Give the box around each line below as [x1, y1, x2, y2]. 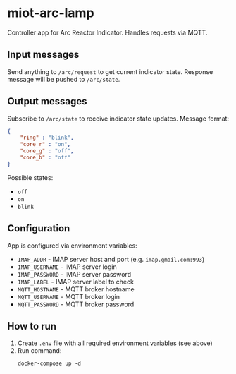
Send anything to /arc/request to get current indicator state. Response [7, 67, 213, 76]
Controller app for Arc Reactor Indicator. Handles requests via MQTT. [7, 28, 208, 37]
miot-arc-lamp [7, 5, 94, 21]
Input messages [7, 49, 80, 61]
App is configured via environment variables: [7, 241, 137, 250]
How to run [7, 320, 57, 332]
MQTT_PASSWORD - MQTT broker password [17, 300, 135, 308]
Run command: [17, 346, 62, 355]
